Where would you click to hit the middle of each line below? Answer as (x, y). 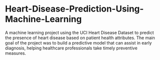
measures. (16, 53)
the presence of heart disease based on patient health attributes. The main (80, 38)
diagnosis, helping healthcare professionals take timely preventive (71, 48)
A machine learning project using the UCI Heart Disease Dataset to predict (80, 32)
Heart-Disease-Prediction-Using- (74, 9)
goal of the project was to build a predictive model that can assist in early (79, 43)
